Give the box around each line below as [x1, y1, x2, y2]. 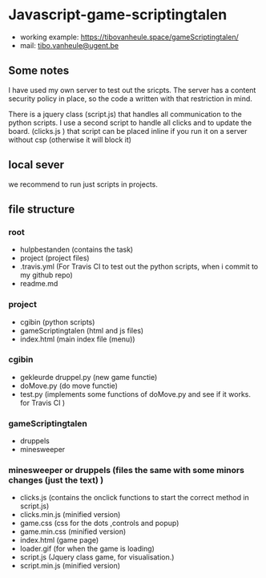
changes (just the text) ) [8, 475, 104, 486]
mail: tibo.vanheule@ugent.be [19, 40, 119, 50]
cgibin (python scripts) [19, 317, 95, 326]
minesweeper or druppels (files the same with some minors [8, 465, 244, 476]
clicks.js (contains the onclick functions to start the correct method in [19, 493, 250, 503]
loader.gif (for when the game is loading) [19, 544, 155, 554]
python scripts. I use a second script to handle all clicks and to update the [8, 118, 252, 127]
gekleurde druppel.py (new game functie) [19, 372, 158, 382]
